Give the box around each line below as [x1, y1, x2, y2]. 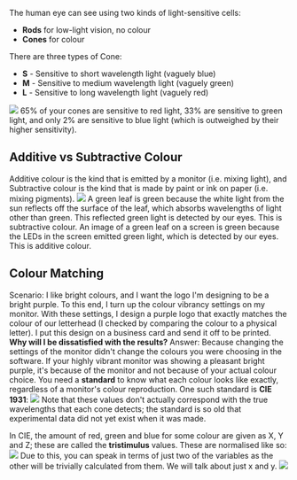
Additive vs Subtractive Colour [9, 150, 184, 165]
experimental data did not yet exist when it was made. [9, 413, 207, 423]
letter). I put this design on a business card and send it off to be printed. [9, 327, 272, 337]
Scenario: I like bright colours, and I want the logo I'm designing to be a [9, 290, 270, 300]
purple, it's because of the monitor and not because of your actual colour [9, 365, 277, 375]
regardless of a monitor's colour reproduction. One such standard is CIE [9, 383, 272, 394]
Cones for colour [21, 35, 85, 44]
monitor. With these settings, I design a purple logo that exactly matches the [9, 308, 288, 319]
